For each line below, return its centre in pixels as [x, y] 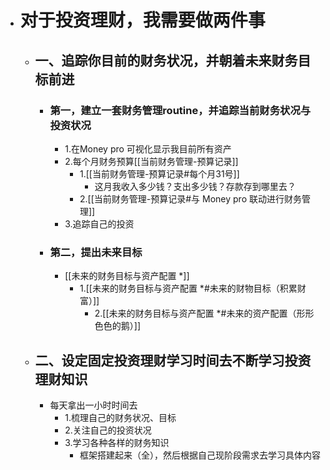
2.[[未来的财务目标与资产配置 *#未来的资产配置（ [195, 313]
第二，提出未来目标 [96, 252]
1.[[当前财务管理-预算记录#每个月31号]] [159, 173]
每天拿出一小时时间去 [93, 405]
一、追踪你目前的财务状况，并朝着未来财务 [166, 60]
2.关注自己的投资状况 [108, 430]
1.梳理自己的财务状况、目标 [120, 417]
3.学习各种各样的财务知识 [117, 442]
